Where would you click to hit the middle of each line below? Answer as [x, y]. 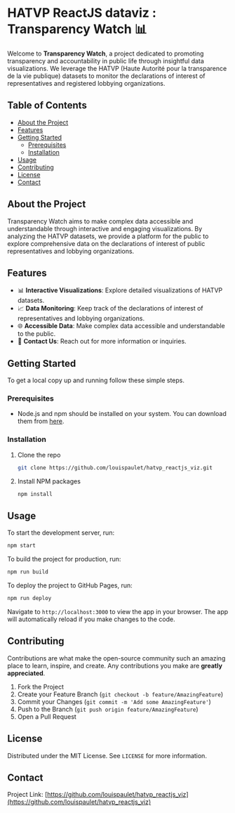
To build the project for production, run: [64, 559]
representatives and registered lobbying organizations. [86, 83]
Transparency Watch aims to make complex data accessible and [100, 221]
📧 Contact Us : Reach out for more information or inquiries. [102, 342]
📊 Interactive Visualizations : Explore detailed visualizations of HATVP [120, 290]
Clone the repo [39, 455]
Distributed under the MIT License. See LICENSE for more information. [107, 755]
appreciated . [26, 673]
